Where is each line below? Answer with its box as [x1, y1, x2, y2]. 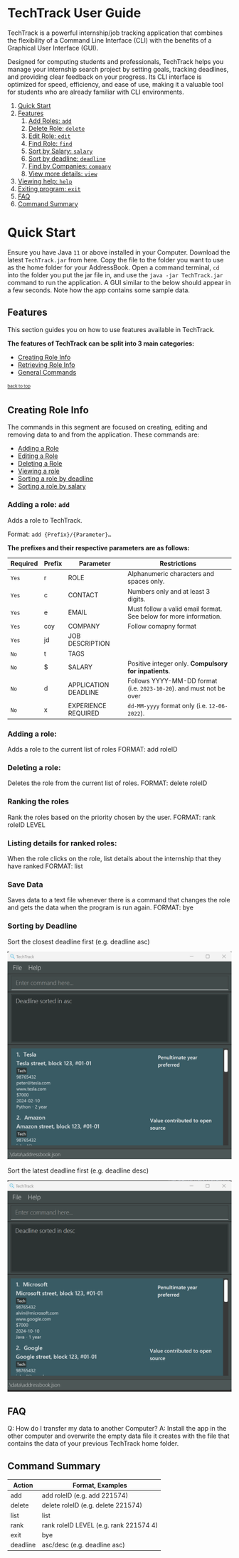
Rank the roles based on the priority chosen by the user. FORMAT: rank [7, 813, 216, 821]
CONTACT [68, 591, 99, 599]
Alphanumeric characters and [127, 570, 215, 578]
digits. [127, 594, 146, 603]
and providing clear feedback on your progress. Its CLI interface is [7, 73, 202, 81]
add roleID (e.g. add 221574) [41, 1491, 129, 1500]
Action [13, 1480, 33, 1489]
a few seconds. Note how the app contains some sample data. [7, 286, 191, 294]
